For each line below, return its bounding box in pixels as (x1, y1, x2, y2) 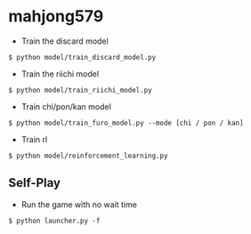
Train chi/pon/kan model (20, 101, 112, 112)
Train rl (20, 133, 48, 144)
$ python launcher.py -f (8, 216, 101, 225)
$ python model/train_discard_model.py (8, 52, 157, 61)
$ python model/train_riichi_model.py (8, 85, 152, 94)
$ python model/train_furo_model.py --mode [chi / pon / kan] (8, 118, 244, 127)
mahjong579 (8, 6, 104, 27)
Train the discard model (20, 36, 109, 46)
